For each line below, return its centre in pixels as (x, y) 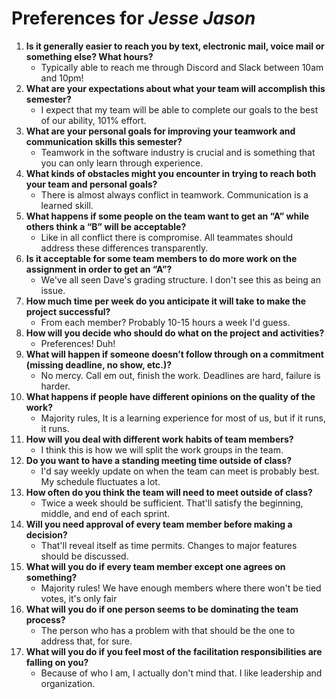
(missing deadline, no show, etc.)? (99, 364)
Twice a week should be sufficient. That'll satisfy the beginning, (172, 503)
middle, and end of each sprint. (105, 513)
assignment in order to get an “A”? (99, 269)
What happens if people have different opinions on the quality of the (170, 396)
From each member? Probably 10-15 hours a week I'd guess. (165, 322)
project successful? (68, 311)
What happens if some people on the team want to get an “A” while (167, 216)
